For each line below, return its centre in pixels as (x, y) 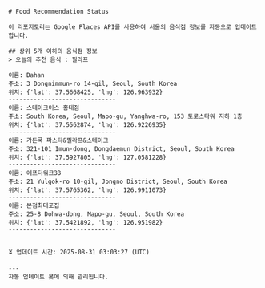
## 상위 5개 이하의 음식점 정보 (53, 51)
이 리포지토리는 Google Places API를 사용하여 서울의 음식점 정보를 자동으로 (120, 27)
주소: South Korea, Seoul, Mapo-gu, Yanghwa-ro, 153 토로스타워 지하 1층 (125, 116)
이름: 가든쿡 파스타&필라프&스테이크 (58, 140)
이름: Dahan (26, 75)
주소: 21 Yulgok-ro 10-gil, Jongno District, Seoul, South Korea (118, 181)
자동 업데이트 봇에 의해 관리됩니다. (58, 277)
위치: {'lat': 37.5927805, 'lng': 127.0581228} (87, 157)
